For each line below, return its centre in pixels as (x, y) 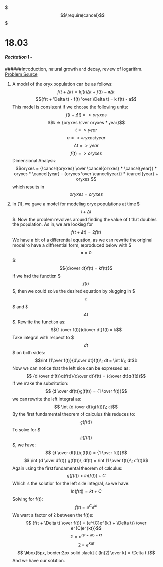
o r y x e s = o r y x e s (86, 194)
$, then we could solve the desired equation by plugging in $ (73, 291)
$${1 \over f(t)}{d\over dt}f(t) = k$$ (86, 330)
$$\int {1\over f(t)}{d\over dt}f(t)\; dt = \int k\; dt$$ (86, 361)
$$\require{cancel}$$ (82, 15)
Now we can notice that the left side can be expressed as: (71, 368)
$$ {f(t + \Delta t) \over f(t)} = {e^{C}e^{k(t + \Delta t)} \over (86, 523)
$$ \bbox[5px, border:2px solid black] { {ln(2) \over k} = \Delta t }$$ (86, 553)
